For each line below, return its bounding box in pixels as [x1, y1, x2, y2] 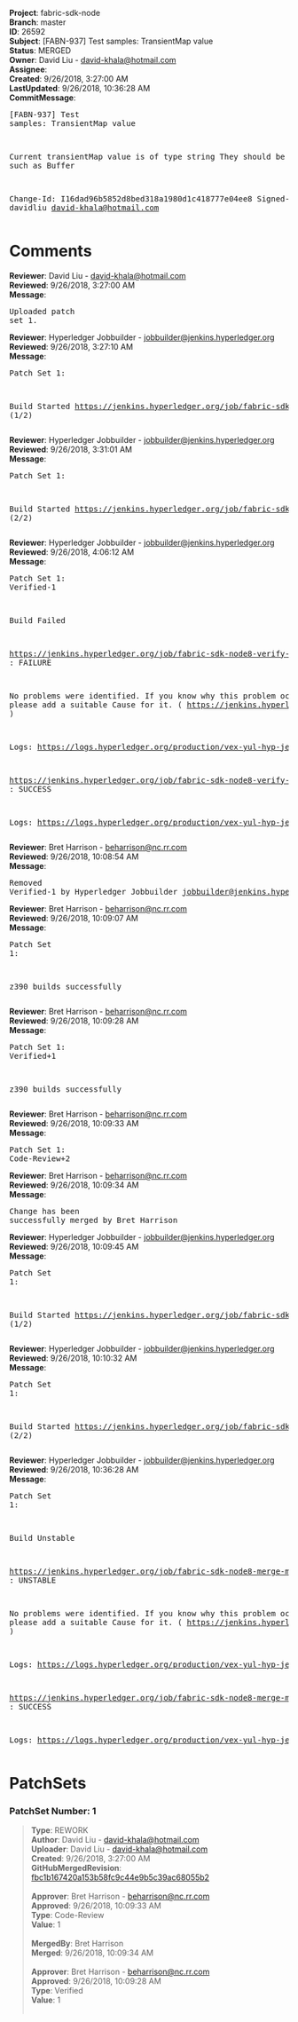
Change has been [9, 1206, 80, 1216]
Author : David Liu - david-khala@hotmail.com [30, 1835, 200, 1845]
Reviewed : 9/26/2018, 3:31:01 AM [9, 444, 133, 454]
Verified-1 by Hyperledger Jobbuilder [9, 887, 178, 896]
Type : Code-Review [30, 1910, 105, 1921]
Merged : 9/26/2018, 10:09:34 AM [30, 1947, 153, 1958]
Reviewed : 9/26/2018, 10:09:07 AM [9, 912, 139, 923]
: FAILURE [9, 657, 51, 667]
